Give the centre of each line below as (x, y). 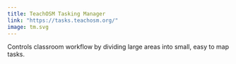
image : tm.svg (28, 27)
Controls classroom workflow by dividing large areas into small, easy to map (118, 47)
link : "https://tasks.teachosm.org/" (63, 20)
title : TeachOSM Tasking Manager (57, 14)
